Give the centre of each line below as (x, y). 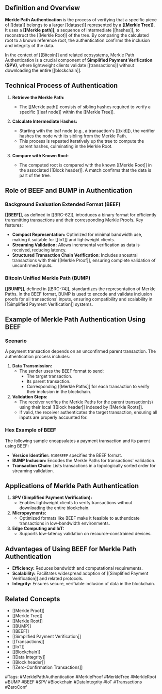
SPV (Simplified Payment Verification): (52, 497)
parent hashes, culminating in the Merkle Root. (66, 146)
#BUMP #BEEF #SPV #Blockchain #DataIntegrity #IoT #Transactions (73, 682)
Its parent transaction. (49, 381)
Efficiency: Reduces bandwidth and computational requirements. (77, 568)
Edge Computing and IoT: (38, 529)
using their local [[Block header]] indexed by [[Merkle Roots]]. (81, 407)
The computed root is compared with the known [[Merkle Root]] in (85, 165)
